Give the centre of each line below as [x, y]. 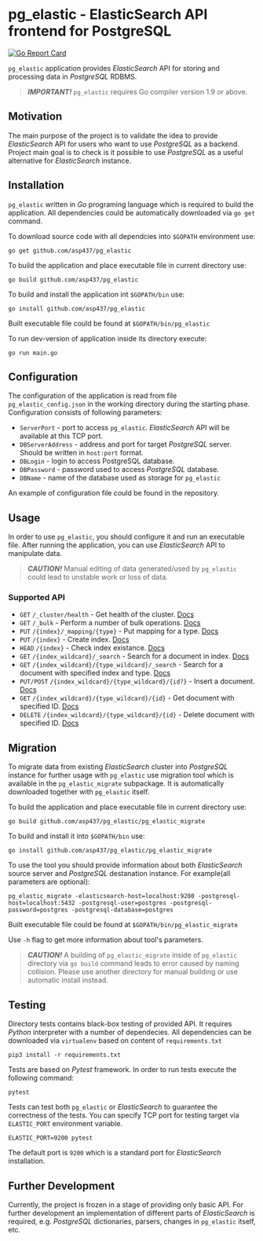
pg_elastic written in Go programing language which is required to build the [131, 204]
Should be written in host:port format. [81, 453]
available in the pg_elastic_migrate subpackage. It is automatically [116, 783]
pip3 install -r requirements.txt [65, 1055]
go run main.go [33, 353]
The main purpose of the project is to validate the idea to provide [113, 135]
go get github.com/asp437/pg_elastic [70, 250]
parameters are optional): [49, 882]
